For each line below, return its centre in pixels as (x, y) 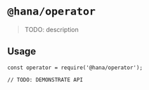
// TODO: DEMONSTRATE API (45, 80)
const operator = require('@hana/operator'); (75, 68)
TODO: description (52, 29)
